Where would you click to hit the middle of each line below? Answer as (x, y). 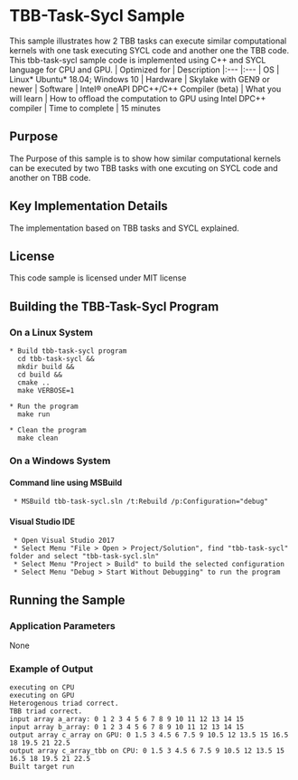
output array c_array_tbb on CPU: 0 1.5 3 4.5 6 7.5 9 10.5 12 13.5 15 (147, 751)
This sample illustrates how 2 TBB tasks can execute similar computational (148, 41)
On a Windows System (60, 461)
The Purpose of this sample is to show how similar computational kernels (145, 158)
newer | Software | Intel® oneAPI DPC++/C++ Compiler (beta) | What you (145, 89)
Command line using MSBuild (66, 482)
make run (34, 414)
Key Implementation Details (89, 206)
